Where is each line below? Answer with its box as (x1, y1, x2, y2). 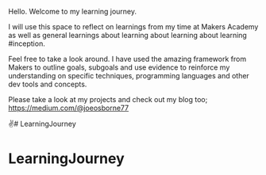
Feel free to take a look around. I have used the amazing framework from (8, 55, 247, 63)
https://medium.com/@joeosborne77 (8, 103, 129, 112)
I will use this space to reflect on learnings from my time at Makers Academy (8, 22, 259, 31)
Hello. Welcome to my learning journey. (8, 7, 137, 16)
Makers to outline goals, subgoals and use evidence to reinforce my (8, 63, 230, 72)
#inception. (8, 39, 45, 48)
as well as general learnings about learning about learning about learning (8, 31, 248, 40)
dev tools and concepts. (8, 79, 87, 89)
